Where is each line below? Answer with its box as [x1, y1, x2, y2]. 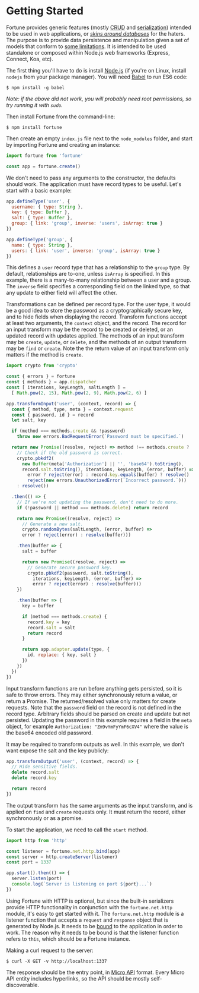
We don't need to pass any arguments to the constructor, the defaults [6, 174, 176, 181]
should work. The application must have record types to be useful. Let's [6, 180, 182, 188]
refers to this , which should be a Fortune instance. [6, 935, 131, 942]
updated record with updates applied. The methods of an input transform [6, 332, 185, 339]
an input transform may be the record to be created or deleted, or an [6, 326, 174, 333]
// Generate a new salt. [21, 521, 84, 527]
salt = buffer [21, 548, 57, 554]
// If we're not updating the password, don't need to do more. [17, 499, 179, 505]
